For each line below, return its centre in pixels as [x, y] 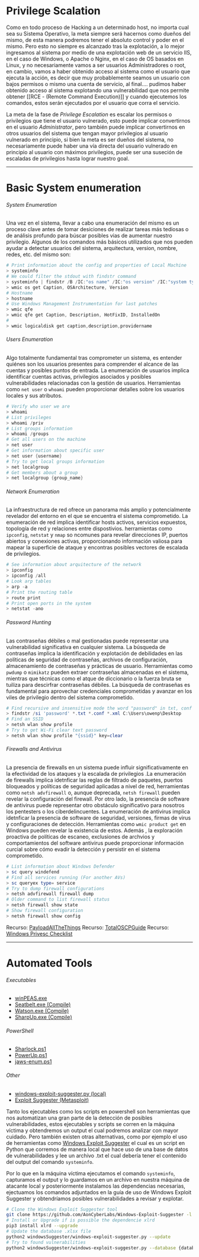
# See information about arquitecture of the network [74, 565]
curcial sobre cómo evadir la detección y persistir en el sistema [83, 849]
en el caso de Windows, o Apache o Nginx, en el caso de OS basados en [95, 59]
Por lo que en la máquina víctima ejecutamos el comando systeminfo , [91, 1173]
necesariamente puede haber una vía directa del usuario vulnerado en [92, 146]
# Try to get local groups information [55, 461]
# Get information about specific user [55, 451]
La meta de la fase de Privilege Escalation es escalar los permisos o [89, 114]
